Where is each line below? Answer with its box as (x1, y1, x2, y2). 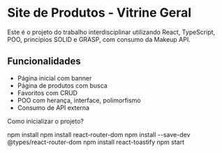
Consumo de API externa (17, 103, 89, 112)
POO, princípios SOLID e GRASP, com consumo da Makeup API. (7, 35, 191, 43)
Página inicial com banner (17, 74, 92, 82)
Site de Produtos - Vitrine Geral (7, 5, 192, 21)
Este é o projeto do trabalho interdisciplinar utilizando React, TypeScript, (7, 28, 216, 36)
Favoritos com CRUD (17, 88, 78, 97)
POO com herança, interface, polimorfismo (17, 96, 141, 104)
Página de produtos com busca (17, 81, 108, 90)
